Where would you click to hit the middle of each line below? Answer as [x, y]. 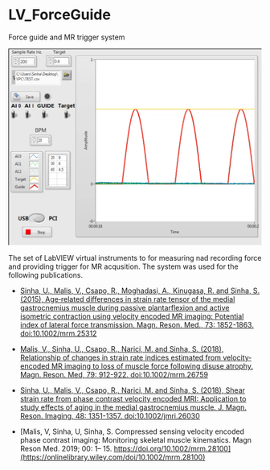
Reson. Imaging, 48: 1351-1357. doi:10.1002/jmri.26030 [110, 415]
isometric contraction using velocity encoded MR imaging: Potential [132, 316]
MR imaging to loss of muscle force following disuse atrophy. [152, 366]
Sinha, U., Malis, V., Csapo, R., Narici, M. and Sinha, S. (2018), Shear [133, 390]
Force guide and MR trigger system [67, 37]
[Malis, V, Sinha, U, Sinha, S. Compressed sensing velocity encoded [132, 431]
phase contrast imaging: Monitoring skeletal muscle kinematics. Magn [135, 439]
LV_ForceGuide [59, 15]
